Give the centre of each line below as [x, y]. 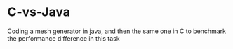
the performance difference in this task [64, 38]
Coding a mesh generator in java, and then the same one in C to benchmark [117, 31]
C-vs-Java [39, 12]
